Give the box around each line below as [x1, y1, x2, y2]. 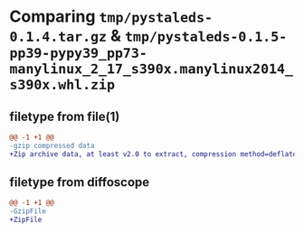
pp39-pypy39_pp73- [9, 45, 147, 62]
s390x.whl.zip [9, 77, 116, 94]
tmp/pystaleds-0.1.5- [125, 29, 288, 46]
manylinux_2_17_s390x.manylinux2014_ [9, 61, 294, 78]
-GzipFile [9, 207, 47, 216]
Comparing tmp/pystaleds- [9, 6, 214, 27]
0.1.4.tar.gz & [9, 25, 122, 46]
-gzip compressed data [9, 141, 95, 150]
